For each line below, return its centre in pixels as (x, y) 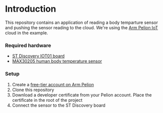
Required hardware (28, 45)
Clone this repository (33, 90)
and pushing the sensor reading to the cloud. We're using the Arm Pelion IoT (81, 27)
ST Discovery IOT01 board (38, 56)
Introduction (31, 9)
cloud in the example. (27, 33)
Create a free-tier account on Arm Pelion (53, 84)
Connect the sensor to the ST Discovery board (59, 105)
